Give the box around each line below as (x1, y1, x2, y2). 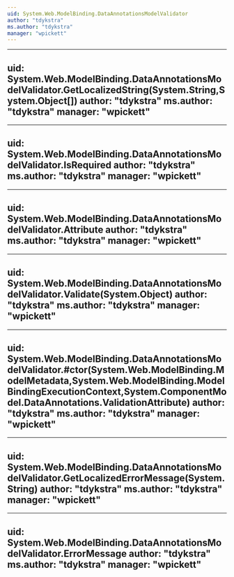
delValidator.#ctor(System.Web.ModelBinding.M (7, 364, 225, 376)
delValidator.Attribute (7, 224, 104, 236)
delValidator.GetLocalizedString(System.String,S (7, 84, 226, 96)
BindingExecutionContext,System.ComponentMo (7, 386, 227, 397)
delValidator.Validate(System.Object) (7, 288, 173, 300)
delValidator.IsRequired (7, 159, 111, 171)
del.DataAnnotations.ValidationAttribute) (7, 396, 190, 409)
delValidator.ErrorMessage (7, 548, 127, 560)
